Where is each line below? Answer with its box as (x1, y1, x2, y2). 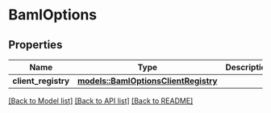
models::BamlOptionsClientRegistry (77, 75, 218, 86)
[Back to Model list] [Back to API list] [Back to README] (8, 96, 194, 106)
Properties (8, 38, 63, 52)
